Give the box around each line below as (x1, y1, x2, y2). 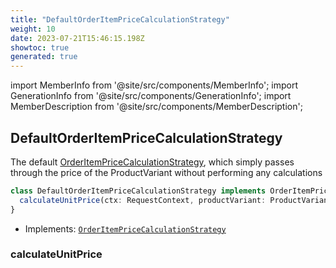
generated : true (10, 52, 78, 62)
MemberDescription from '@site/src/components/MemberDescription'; (10, 101, 303, 113)
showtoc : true (10, 42, 70, 53)
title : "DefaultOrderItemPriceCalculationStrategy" (10, 14, 230, 25)
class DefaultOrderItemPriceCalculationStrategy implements (10, 186, 267, 196)
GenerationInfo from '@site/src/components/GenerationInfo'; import (10, 90, 292, 102)
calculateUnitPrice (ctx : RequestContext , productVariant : (19, 195, 267, 205)
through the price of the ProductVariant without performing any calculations (10, 166, 323, 178)
